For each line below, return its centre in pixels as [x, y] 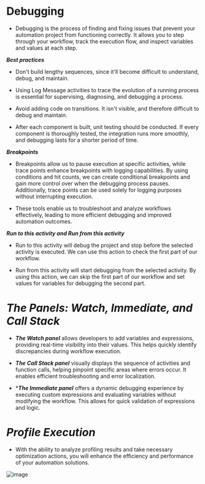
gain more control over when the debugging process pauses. [92, 183]
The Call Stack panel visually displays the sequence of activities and [102, 363]
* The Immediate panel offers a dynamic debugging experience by [99, 388]
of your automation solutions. [52, 463]
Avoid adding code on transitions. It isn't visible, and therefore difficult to [107, 108]
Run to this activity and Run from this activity [65, 233]
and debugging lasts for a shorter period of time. [77, 140]
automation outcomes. [44, 221]
